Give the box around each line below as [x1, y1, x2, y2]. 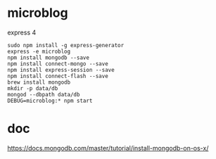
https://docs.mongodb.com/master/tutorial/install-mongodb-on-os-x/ [7, 144, 209, 152]
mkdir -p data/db [7, 84, 58, 92]
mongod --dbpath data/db [7, 91, 80, 98]
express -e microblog [7, 48, 71, 55]
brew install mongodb [7, 79, 71, 86]
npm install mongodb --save [7, 54, 90, 61]
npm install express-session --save [7, 66, 115, 73]
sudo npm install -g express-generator [7, 42, 125, 49]
